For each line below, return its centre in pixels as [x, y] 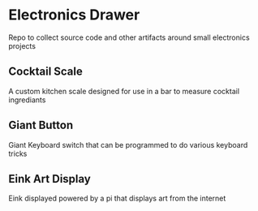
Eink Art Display [50, 179]
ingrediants [27, 100]
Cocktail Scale [45, 72]
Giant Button [41, 125]
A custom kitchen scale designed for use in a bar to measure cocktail [124, 91]
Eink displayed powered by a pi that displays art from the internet [117, 198]
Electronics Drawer [74, 15]
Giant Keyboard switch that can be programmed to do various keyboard [128, 144]
